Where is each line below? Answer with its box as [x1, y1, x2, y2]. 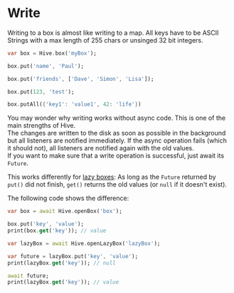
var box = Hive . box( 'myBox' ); [7, 50, 97, 57]
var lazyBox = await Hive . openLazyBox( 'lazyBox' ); [7, 240, 161, 247]
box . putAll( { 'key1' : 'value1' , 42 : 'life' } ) [7, 101, 142, 108]
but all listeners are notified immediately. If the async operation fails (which [7, 136, 228, 145]
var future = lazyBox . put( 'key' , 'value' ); [7, 253, 139, 260]
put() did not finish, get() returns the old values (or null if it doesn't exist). [7, 180, 228, 189]
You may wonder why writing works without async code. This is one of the [7, 114, 226, 122]
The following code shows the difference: [7, 194, 129, 203]
